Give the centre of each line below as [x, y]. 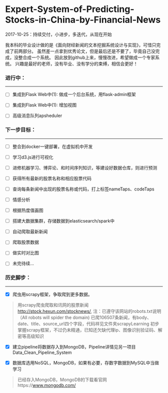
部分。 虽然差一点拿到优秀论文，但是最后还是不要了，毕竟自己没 [89, 51]
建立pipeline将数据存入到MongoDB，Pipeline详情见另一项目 [74, 346]
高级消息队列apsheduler [37, 115]
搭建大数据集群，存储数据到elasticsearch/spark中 [63, 221]
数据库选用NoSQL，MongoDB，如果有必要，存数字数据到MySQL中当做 [86, 362]
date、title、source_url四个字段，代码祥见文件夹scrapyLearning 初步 [88, 323]
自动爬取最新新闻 [30, 231]
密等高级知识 [30, 336]
